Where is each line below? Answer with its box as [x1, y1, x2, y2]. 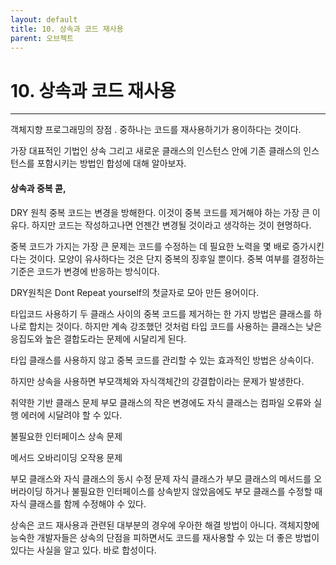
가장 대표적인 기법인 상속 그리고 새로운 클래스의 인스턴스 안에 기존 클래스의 [10, 145, 302, 157]
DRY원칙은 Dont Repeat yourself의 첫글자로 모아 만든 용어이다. [10, 286, 260, 298]
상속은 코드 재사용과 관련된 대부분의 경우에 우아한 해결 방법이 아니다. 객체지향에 [10, 519, 320, 531]
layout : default [10, 14, 78, 25]
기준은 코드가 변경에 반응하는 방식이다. [10, 265, 160, 277]
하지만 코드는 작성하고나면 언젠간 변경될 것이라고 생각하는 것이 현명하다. [31, 219, 312, 231]
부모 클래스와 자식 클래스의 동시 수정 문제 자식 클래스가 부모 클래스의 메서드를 [10, 472, 312, 485]
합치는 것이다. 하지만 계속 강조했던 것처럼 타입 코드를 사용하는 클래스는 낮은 [28, 320, 323, 332]
